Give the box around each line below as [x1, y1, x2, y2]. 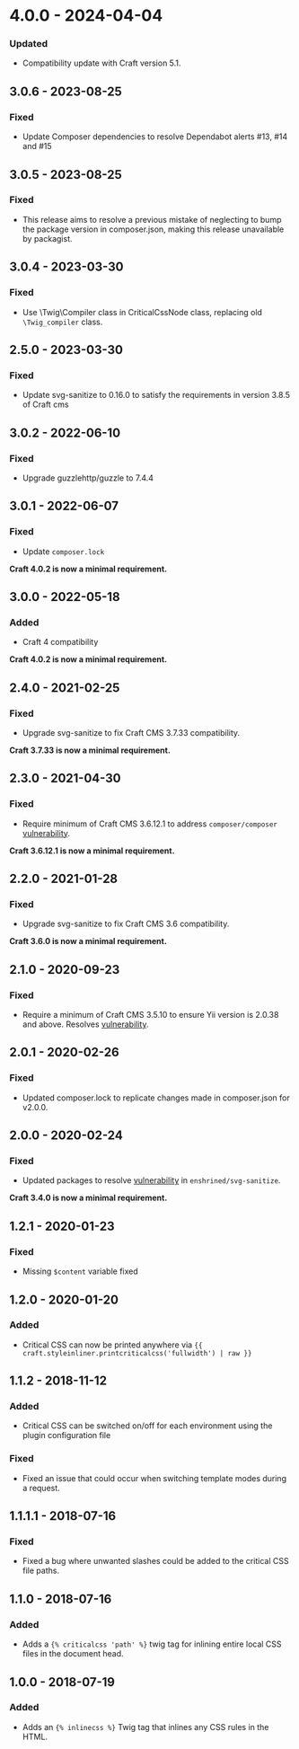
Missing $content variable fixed [22, 1266, 139, 1276]
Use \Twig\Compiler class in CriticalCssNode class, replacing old [22, 306, 263, 317]
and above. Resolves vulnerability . [22, 1019, 150, 1029]
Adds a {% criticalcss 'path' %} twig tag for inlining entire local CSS [22, 1639, 282, 1649]
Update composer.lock [22, 545, 105, 557]
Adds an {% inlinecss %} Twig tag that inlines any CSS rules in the [22, 1721, 269, 1732]
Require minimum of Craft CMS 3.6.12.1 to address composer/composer [22, 818, 278, 829]
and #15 [22, 141, 52, 152]
